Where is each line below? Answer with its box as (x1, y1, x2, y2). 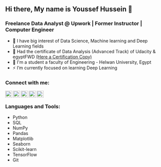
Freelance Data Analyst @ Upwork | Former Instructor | (5, 20, 142, 27)
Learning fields (12, 43, 44, 49)
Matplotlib (12, 136, 34, 142)
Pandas (12, 130, 29, 136)
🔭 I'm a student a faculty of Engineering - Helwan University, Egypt (12, 59, 152, 65)
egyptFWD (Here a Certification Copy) (12, 54, 92, 60)
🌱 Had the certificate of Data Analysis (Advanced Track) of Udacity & (12, 48, 156, 54)
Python (12, 114, 28, 120)
